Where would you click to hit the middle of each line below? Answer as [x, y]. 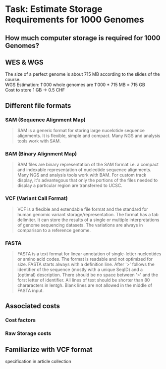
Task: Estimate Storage [54, 9]
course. [13, 80]
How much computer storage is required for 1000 [83, 38]
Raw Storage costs [28, 333]
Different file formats [38, 106]
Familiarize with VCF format [49, 349]
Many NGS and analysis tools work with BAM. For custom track [82, 175]
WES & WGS [24, 62]
